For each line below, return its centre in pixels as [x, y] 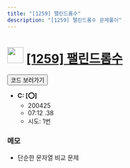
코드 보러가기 [28, 81]
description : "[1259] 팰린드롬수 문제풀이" [65, 20]
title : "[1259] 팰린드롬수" [44, 14]
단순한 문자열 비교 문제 [48, 158]
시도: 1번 [39, 121]
